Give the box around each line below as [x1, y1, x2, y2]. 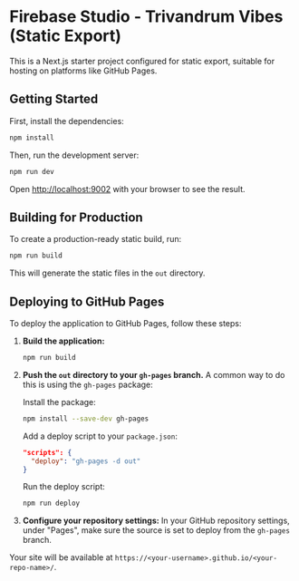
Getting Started [9, 92, 99, 107]
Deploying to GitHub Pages [9, 294, 165, 309]
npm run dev [9, 167, 54, 176]
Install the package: [22, 396, 97, 407]
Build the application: [22, 335, 105, 346]
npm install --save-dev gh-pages [22, 414, 149, 423]
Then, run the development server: [9, 150, 140, 160]
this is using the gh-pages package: [22, 379, 154, 390]
